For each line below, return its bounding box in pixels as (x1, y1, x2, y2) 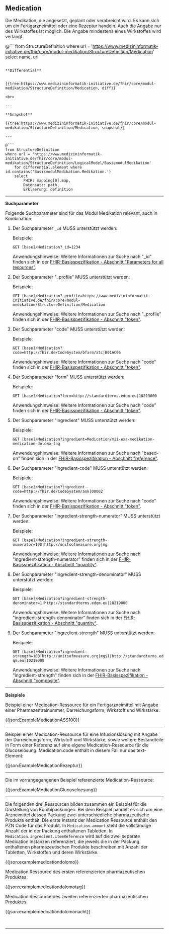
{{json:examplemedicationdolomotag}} (5, 884, 86, 890)
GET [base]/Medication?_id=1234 (12, 244, 80, 249)
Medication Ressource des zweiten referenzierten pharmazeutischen (5, 893, 148, 899)
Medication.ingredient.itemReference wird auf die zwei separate (5, 833, 140, 839)
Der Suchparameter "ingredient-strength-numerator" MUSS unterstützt (12, 513, 160, 519)
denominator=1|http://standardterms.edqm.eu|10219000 (12, 601, 128, 606)
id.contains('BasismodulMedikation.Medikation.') (5, 169, 112, 174)
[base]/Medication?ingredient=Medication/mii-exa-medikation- (22, 437, 155, 442)
